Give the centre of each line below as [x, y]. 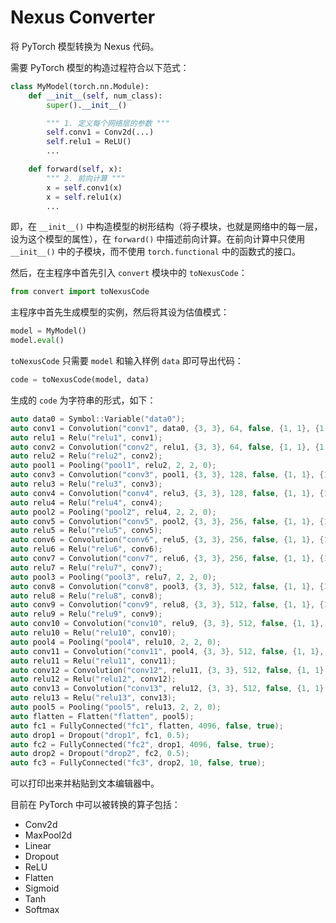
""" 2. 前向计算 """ [86, 178]
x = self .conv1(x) [84, 187]
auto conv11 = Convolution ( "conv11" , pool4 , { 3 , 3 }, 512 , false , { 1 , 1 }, [167, 651]
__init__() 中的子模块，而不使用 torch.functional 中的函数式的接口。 [155, 252]
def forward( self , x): [75, 169]
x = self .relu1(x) [84, 197]
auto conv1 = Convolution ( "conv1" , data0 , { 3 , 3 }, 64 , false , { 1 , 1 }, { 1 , [169, 428]
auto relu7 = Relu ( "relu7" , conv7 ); [86, 567]
